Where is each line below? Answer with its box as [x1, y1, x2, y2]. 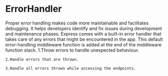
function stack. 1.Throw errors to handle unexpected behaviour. [5, 47, 139, 53]
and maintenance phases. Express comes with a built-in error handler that [5, 31, 161, 37]
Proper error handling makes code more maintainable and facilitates [5, 20, 149, 26]
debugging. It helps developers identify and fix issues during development [5, 25, 162, 31]
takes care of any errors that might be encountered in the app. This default [5, 36, 163, 42]
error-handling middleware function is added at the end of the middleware [5, 41, 162, 47]
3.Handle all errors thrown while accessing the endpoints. [5, 66, 137, 71]
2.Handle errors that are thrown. [5, 57, 79, 62]
